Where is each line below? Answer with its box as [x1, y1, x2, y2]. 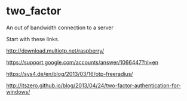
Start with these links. [6, 35, 60, 42]
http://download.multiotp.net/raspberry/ [6, 47, 105, 54]
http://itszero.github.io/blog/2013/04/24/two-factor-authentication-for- [6, 82, 181, 89]
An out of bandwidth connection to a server [6, 24, 114, 31]
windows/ [6, 88, 30, 95]
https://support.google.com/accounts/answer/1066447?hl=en [6, 59, 158, 66]
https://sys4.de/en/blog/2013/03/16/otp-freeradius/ [6, 70, 133, 77]
